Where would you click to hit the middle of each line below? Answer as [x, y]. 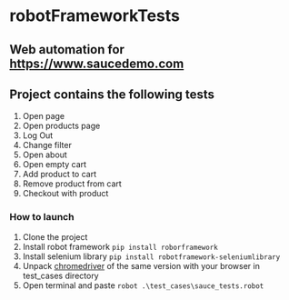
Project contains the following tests [112, 94]
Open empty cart [55, 165]
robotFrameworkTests [95, 16]
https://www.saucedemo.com [97, 63]
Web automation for [67, 50]
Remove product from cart [72, 184]
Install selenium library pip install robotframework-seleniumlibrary [151, 256]
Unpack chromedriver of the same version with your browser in [141, 265]
